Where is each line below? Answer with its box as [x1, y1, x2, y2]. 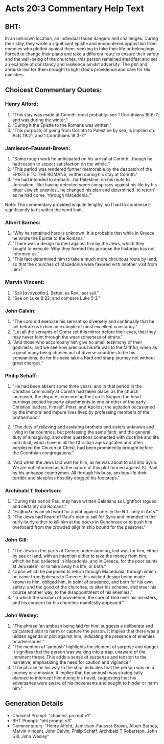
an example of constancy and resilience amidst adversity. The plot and [5, 62, 148, 67]
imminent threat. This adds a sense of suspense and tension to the [12, 654, 147, 660]
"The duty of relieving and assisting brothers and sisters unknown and [12, 424, 154, 430]
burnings [12, 399, 31, 405]
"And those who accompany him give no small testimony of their [12, 339, 142, 345]
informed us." [12, 251, 40, 257]
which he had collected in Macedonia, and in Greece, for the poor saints [12, 558, 158, 564]
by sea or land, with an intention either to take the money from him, [12, 553, 148, 559]
